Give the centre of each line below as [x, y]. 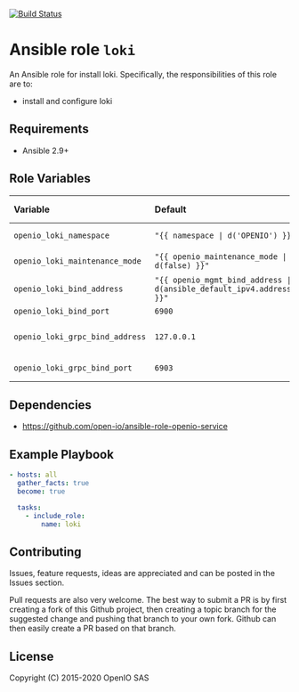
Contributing [45, 552]
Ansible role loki [73, 50]
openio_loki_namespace [61, 235]
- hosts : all [33, 475]
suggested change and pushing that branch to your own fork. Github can [143, 619]
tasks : [29, 508]
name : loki [61, 524]
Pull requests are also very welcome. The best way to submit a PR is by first [148, 600]
